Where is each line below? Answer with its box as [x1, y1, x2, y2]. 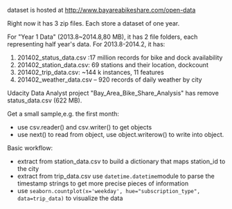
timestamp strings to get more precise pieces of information [17, 179, 189, 188]
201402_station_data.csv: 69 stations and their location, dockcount [17, 61, 209, 69]
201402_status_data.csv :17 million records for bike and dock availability [17, 53, 223, 62]
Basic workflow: [7, 144, 53, 152]
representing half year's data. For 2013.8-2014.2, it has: [7, 40, 166, 48]
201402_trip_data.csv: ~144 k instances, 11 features [17, 69, 164, 76]
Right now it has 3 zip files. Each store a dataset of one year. [7, 19, 180, 27]
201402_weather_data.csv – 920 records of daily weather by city [17, 75, 202, 84]
